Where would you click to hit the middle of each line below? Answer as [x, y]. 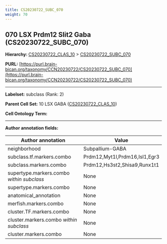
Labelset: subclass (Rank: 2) [35, 94]
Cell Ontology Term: [26, 114]
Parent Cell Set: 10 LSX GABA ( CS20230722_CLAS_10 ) [61, 104]
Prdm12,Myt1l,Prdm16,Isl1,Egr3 [121, 157]
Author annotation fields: [32, 128]
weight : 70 [16, 14]
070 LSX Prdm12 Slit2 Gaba [48, 35]
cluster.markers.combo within [42, 220]
